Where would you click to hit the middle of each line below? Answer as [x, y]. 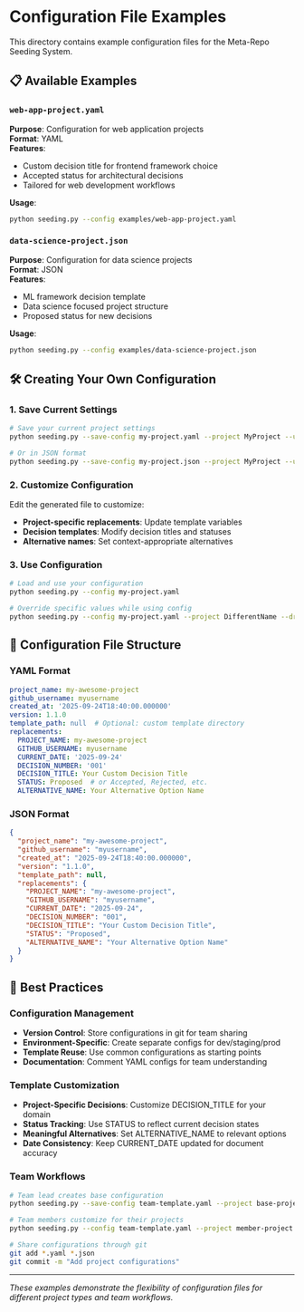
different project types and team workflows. [91, 1297]
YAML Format [40, 670]
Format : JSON [36, 269]
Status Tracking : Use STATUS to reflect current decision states [141, 1124]
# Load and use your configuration [76, 584]
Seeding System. [41, 51]
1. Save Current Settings [63, 410]
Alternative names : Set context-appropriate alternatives [128, 542]
